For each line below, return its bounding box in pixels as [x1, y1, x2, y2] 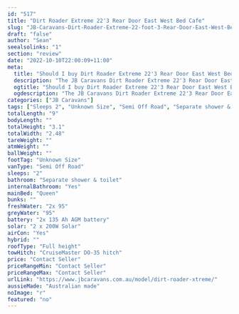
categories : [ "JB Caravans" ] [7, 97, 94, 104]
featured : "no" [7, 295, 53, 303]
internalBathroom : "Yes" [7, 183, 81, 190]
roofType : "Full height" [7, 243, 81, 250]
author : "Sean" [7, 37, 53, 44]
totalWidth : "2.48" [7, 130, 65, 137]
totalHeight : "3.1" [7, 123, 65, 131]
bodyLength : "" [7, 116, 53, 123]
